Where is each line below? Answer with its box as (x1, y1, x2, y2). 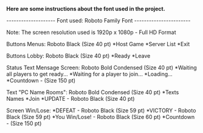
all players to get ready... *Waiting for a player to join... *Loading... (6, 70, 173, 78)
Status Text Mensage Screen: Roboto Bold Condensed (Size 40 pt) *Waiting (6, 64, 198, 71)
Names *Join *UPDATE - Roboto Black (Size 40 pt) (6, 95, 135, 102)
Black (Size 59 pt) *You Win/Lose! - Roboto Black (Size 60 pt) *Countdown (6, 114, 195, 120)
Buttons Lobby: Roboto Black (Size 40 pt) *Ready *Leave (6, 52, 151, 60)
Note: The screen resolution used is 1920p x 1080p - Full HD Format (6, 29, 176, 36)
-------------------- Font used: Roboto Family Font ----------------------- (6, 17, 191, 24)
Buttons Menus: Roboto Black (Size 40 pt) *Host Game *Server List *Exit (6, 41, 190, 47)
